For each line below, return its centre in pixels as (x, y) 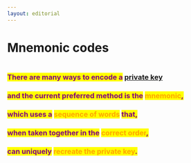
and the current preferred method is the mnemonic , (95, 96)
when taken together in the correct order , (78, 133)
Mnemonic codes (58, 47)
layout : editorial (34, 13)
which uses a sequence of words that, (73, 115)
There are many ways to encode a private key (85, 77)
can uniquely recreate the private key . (72, 151)
